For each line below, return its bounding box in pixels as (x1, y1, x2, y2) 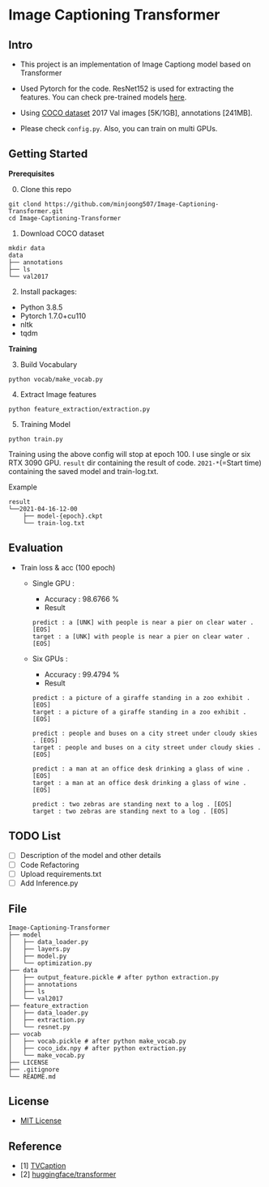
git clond (8, 200, 42, 208)
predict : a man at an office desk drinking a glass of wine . (32, 764, 251, 773)
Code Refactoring (19, 860, 79, 869)
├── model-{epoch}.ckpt (23, 512, 104, 520)
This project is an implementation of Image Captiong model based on (19, 59, 251, 69)
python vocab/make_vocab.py (8, 375, 104, 383)
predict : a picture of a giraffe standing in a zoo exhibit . (32, 694, 251, 702)
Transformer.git (8, 207, 63, 216)
